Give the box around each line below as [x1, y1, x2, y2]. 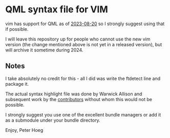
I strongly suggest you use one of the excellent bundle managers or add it [5, 111, 161, 117]
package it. [5, 81, 29, 87]
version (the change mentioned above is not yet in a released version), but [5, 41, 162, 47]
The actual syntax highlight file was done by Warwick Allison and [5, 91, 142, 97]
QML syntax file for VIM [5, 4, 109, 15]
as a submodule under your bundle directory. [5, 117, 101, 123]
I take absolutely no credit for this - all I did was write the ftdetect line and [5, 75, 161, 82]
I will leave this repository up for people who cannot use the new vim [5, 36, 151, 42]
